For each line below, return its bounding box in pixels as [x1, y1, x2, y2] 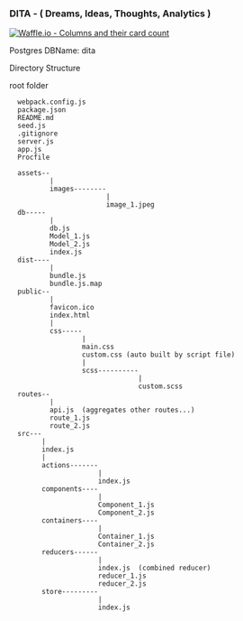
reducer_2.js [97, 579, 147, 589]
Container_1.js [97, 532, 155, 542]
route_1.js [49, 413, 91, 422]
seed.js [17, 121, 47, 131]
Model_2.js [49, 240, 91, 249]
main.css [81, 342, 115, 352]
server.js [17, 137, 54, 146]
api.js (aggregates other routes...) [49, 405, 195, 415]
